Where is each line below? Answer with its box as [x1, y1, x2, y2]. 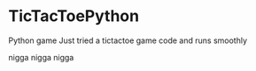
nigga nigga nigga [8, 52, 74, 62]
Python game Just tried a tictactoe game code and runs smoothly [8, 35, 248, 46]
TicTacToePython [8, 6, 139, 26]
